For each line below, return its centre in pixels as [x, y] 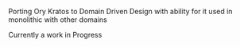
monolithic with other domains [58, 20]
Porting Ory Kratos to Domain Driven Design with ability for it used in [120, 11]
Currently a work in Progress [55, 35]
